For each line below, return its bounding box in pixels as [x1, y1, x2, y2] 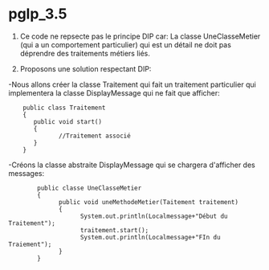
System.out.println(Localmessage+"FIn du [79, 233, 221, 241]
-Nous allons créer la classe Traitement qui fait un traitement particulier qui [8, 80, 257, 89]
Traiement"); [8, 240, 52, 248]
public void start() [33, 117, 103, 125]
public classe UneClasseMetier [37, 184, 142, 192]
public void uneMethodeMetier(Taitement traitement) [59, 198, 239, 206]
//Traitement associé [59, 132, 131, 140]
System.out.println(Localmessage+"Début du [79, 212, 228, 220]
